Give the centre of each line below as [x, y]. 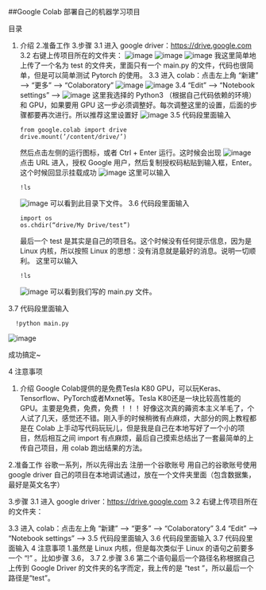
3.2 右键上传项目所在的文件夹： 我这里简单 [135, 55]
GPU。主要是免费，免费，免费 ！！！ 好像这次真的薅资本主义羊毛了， [133, 408]
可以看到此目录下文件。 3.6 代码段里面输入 [120, 203]
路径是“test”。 [31, 578]
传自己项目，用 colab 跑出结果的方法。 [83, 448]
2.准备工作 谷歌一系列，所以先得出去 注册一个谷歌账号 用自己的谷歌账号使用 [133, 465]
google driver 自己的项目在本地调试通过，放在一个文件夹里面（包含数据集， [132, 474]
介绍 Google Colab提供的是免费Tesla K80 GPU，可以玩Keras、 [122, 388]
